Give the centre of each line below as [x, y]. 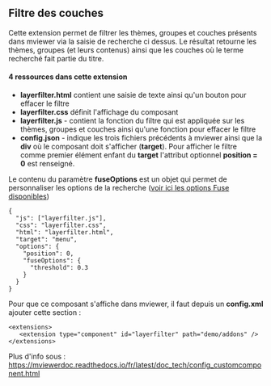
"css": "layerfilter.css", [61, 225]
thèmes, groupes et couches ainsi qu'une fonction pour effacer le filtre [138, 129]
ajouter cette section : [45, 313]
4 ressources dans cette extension [68, 77]
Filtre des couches [56, 13]
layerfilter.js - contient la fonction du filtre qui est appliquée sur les [132, 121]
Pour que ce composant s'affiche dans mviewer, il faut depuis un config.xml [136, 304]
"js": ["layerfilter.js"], [61, 218]
